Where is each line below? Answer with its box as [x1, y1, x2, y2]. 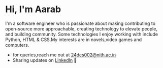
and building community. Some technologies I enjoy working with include [5, 31, 158, 37]
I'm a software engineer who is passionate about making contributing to [5, 20, 156, 26]
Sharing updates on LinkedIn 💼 [12, 57, 77, 63]
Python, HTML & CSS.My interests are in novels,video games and [5, 37, 142, 43]
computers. [5, 42, 29, 48]
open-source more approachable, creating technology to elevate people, [5, 25, 157, 31]
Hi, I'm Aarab [5, 4, 61, 15]
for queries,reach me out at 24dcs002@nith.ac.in [12, 52, 116, 58]
